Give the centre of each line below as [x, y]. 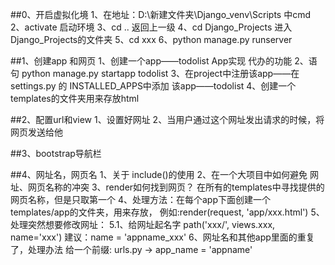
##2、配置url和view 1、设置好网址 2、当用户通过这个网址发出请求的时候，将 [167, 119]
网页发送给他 [36, 132]
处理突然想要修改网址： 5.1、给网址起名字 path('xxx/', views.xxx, [143, 224]
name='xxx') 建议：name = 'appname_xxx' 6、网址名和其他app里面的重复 [162, 237]
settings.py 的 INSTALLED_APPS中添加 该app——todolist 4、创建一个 [153, 86]
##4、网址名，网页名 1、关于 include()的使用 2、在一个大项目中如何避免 [159, 174]
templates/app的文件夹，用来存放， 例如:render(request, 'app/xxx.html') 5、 [167, 212]
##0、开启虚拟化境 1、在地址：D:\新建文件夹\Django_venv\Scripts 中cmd [160, 14]
